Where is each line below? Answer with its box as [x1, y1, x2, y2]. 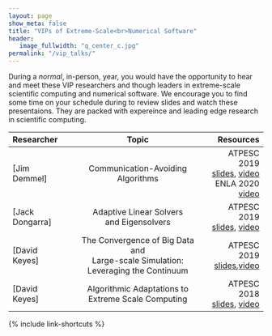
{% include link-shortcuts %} [8, 319, 105, 329]
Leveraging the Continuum [87, 265, 189, 276]
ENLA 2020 [215, 178, 260, 189]
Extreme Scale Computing [87, 293, 188, 304]
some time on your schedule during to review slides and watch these [8, 98, 238, 107]
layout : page [8, 11, 53, 20]
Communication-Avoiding [88, 163, 188, 174]
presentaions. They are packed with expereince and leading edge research [8, 106, 259, 116]
